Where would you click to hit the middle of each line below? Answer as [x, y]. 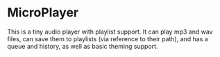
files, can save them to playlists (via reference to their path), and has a [108, 38]
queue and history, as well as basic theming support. [83, 46]
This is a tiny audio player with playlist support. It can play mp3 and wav [110, 32]
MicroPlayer [43, 13]
